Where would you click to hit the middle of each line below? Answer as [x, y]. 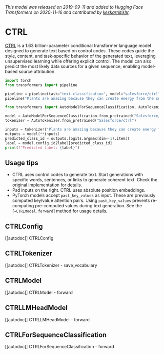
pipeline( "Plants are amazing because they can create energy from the [79, 98]
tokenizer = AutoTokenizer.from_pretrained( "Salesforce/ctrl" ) [71, 121]
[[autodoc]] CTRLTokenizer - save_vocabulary [51, 265]
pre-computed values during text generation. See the [89, 206]
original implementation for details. [47, 185]
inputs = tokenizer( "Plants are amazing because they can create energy [81, 130]
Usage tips [22, 163]
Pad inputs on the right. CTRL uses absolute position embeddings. [79, 190]
